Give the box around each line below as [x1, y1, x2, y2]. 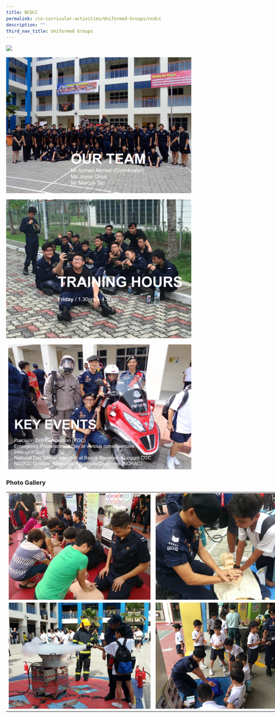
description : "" [6, 22, 46, 28]
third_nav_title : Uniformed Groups [6, 28, 93, 34]
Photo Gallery [6, 478, 46, 487]
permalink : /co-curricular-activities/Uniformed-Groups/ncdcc [6, 15, 162, 22]
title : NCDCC [6, 9, 38, 15]
